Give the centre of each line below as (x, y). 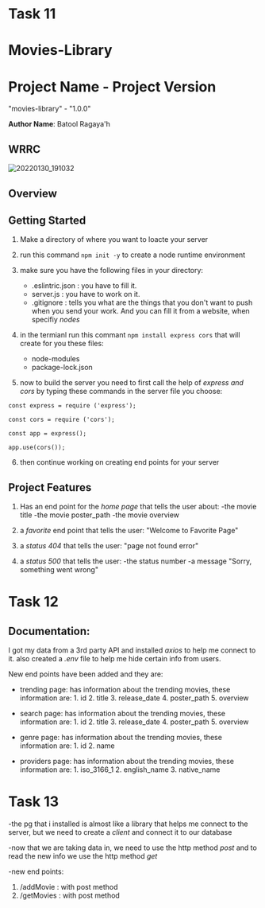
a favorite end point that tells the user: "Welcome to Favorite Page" (129, 531)
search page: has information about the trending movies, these (123, 714)
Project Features (50, 487)
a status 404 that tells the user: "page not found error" (109, 546)
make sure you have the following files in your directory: (111, 271)
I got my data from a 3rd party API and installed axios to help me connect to (132, 650)
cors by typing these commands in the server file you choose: (121, 392)
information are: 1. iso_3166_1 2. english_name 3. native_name (120, 770)
